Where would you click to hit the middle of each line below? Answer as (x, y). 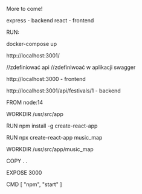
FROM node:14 (25, 102)
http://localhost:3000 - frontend (46, 79)
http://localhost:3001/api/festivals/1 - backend (63, 91)
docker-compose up (32, 44)
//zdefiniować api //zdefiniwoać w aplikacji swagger (71, 67)
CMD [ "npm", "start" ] (34, 184)
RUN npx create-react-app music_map (54, 137)
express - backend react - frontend (50, 20)
